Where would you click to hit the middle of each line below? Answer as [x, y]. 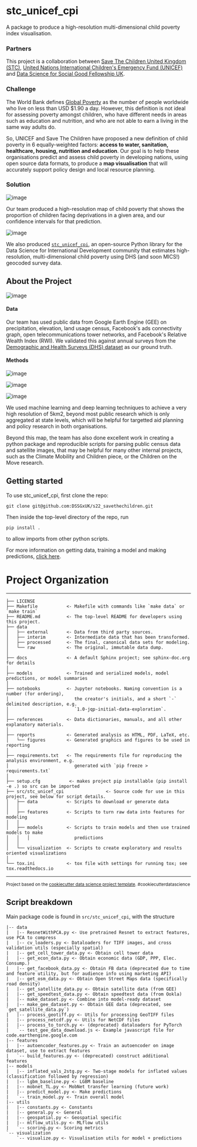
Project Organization [57, 580]
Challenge [21, 89]
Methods [17, 360]
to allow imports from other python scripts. [58, 538]
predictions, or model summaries [47, 678]
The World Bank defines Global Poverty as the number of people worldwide [97, 102]
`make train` [22, 611]
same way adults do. [31, 127]
